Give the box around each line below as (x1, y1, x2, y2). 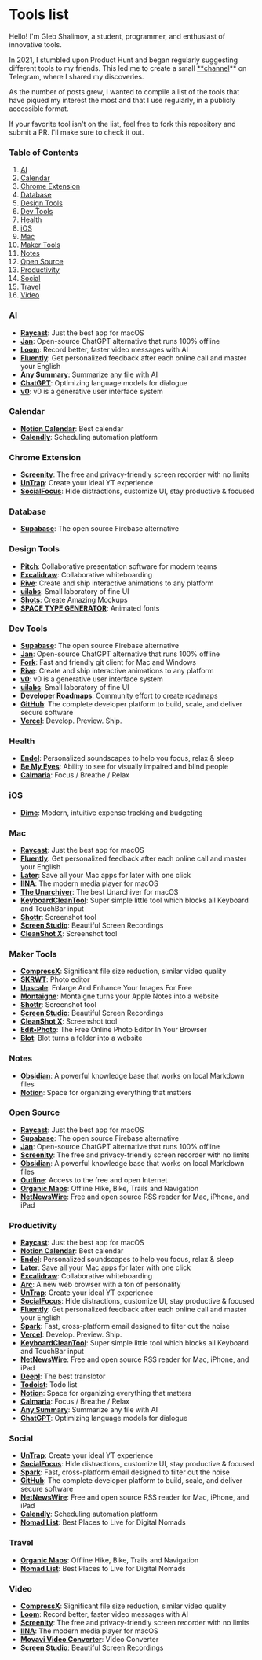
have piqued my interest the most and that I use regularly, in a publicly (9, 95, 236, 105)
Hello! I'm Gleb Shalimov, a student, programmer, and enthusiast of (9, 31, 226, 41)
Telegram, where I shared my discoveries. (9, 72, 144, 81)
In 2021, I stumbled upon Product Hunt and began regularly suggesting (9, 55, 238, 65)
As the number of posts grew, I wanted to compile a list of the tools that (9, 87, 240, 96)
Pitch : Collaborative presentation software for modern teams (20, 561, 217, 571)
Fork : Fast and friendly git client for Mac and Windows (20, 658, 197, 667)
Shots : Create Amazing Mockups (20, 595, 128, 604)
